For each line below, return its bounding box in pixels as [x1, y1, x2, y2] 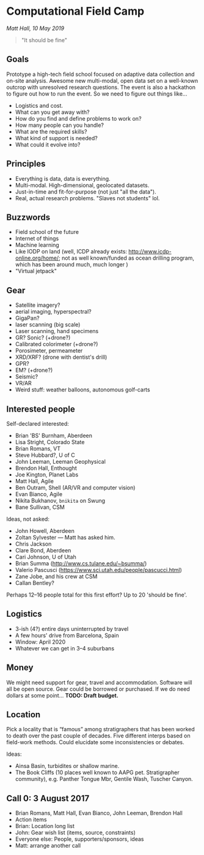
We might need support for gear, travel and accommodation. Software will [6, 679, 192, 686]
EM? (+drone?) [15, 366, 53, 374]
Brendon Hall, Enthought [15, 464, 78, 472]
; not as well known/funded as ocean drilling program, [58, 254, 194, 262]
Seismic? [15, 373, 38, 380]
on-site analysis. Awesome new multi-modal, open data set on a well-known [6, 77, 199, 84]
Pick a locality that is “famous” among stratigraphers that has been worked [6, 726, 195, 733]
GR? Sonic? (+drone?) [15, 334, 71, 341]
